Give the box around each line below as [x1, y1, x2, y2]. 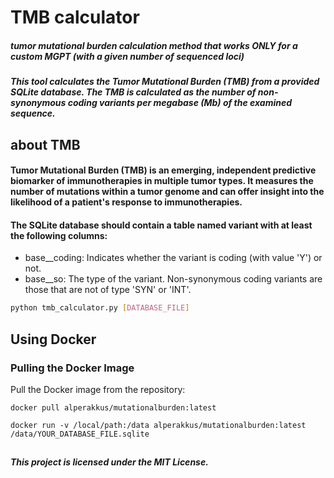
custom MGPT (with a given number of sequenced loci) [10, 50, 245, 62]
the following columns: [10, 229, 108, 241]
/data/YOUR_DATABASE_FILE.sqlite [10, 429, 150, 439]
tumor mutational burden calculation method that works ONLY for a [10, 39, 298, 51]
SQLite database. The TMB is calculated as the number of [10, 86, 257, 98]
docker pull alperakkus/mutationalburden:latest [10, 402, 217, 413]
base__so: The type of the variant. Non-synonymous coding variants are [24, 273, 323, 285]
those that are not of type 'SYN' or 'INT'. [24, 284, 192, 296]
